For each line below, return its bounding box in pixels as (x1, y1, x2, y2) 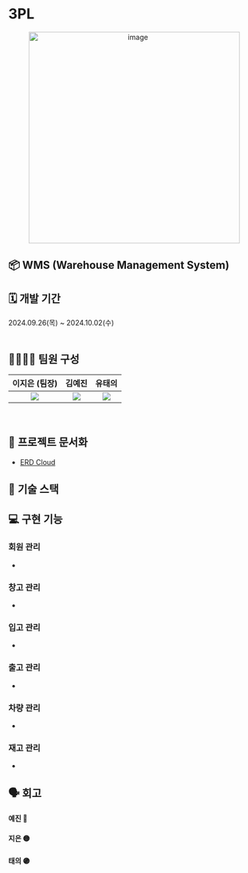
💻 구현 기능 (8, 512, 63, 526)
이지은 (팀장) (12, 378, 58, 389)
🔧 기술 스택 (8, 483, 60, 496)
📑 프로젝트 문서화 (8, 435, 88, 449)
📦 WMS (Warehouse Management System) (8, 258, 230, 272)
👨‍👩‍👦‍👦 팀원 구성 (8, 352, 80, 366)
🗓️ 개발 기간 (8, 291, 61, 305)
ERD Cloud (19, 457, 56, 467)
